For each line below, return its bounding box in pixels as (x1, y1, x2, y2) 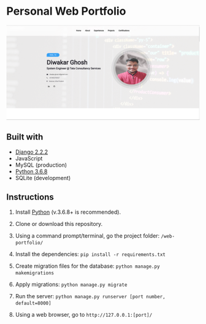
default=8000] (15, 300, 51, 306)
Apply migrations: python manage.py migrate (15, 281, 128, 288)
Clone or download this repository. (15, 220, 103, 227)
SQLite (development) (15, 174, 71, 181)
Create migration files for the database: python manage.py (15, 262, 161, 269)
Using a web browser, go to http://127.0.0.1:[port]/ (15, 311, 153, 318)
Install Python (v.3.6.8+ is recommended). (15, 208, 121, 216)
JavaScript (15, 154, 43, 162)
